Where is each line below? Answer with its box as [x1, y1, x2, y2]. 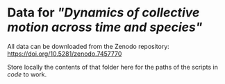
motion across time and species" [7, 19, 203, 35]
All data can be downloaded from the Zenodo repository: [7, 42, 170, 50]
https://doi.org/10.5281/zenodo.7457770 [7, 50, 122, 58]
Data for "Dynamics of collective [7, 5, 200, 21]
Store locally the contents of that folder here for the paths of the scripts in [7, 63, 219, 71]
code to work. [7, 70, 47, 78]
